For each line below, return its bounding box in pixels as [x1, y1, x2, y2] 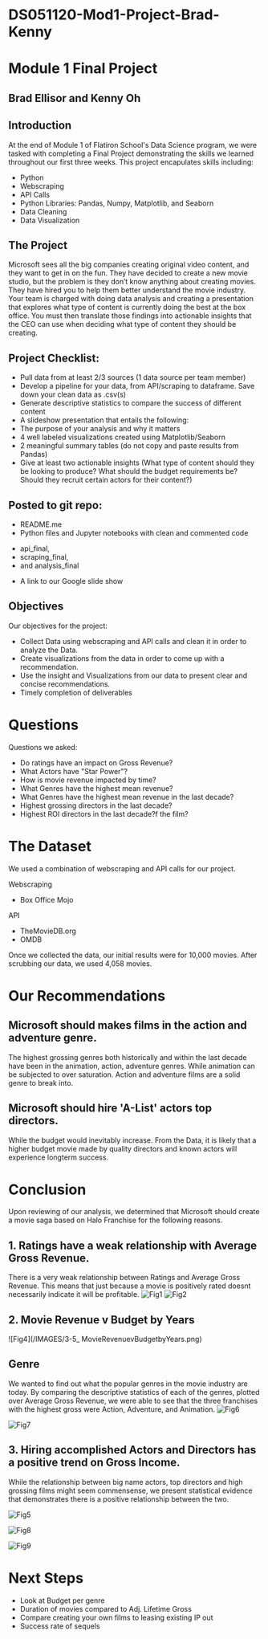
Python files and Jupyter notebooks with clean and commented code [19, 528, 249, 538]
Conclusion [8, 1180, 87, 1198]
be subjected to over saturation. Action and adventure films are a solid [8, 1070, 241, 1079]
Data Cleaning [19, 206, 67, 216]
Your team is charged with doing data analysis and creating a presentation [8, 294, 254, 304]
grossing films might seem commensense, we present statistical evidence [8, 1486, 253, 1495]
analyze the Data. [19, 645, 79, 654]
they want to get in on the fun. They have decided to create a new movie [8, 268, 249, 278]
